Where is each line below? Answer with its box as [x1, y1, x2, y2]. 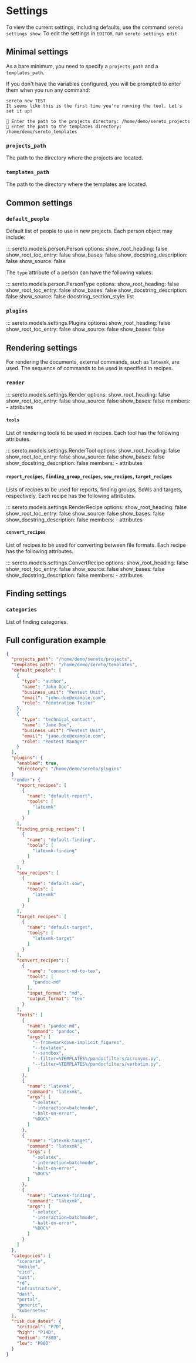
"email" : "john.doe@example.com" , [21, 694, 107, 701]
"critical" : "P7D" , [16, 1324, 65, 1330]
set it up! [6, 108, 33, 114]
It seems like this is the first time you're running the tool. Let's [6, 103, 183, 109]
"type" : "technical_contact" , [21, 717, 96, 723]
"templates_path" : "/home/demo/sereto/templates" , [11, 662, 138, 668]
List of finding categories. [6, 618, 69, 625]
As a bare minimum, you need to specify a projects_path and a [6, 62, 158, 69]
